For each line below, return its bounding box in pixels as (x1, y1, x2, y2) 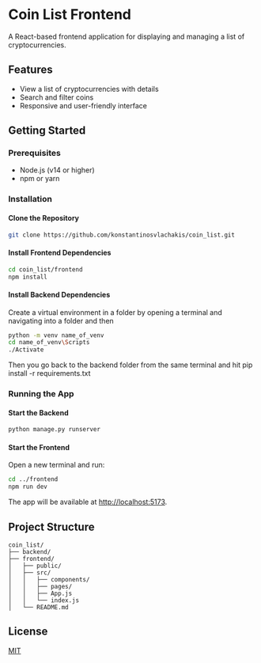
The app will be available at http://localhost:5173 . (8, 497, 168, 507)
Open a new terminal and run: (8, 460, 105, 470)
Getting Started (8, 124, 86, 138)
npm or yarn (19, 174, 60, 184)
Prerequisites (8, 148, 61, 159)
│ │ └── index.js (8, 596, 80, 604)
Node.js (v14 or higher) (19, 165, 95, 175)
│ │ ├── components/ (8, 575, 90, 583)
